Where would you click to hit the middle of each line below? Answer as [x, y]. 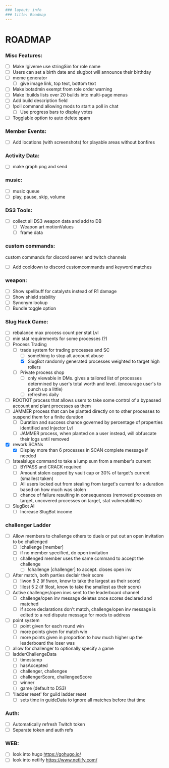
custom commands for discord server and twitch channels [66, 257]
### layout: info [23, 10]
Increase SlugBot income [46, 511]
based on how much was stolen [53, 489]
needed [28, 456]
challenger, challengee [44, 671]
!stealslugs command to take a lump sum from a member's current [82, 461]
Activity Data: [22, 156]
